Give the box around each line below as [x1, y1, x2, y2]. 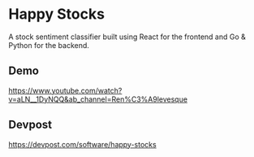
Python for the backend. [8, 40, 89, 50]
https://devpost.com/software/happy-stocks [8, 139, 157, 149]
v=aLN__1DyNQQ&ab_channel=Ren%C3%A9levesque [8, 94, 188, 104]
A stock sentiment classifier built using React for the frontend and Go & [8, 32, 246, 41]
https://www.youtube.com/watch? [8, 85, 123, 95]
